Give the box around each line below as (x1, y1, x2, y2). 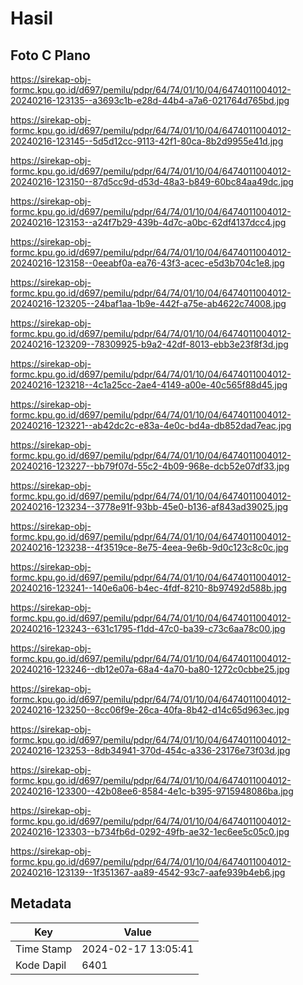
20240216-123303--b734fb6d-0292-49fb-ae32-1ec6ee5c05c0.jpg (10, 826, 290, 837)
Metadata (10, 895, 72, 912)
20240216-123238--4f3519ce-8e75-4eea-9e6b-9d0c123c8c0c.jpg (10, 542, 289, 553)
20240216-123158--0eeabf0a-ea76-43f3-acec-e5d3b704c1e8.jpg (10, 257, 285, 269)
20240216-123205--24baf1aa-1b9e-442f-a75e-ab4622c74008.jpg (10, 298, 287, 309)
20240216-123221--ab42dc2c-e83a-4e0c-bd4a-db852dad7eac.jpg (10, 420, 292, 431)
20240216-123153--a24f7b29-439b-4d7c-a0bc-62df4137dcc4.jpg (10, 217, 287, 228)
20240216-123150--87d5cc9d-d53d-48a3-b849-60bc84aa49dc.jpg (10, 176, 294, 187)
